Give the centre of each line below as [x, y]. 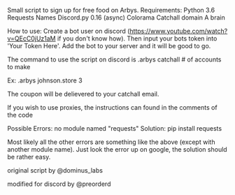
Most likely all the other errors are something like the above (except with [111, 142]
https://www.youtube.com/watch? [178, 31]
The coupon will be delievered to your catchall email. [83, 94]
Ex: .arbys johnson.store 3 [45, 80]
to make [19, 67]
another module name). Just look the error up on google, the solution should [117, 149]
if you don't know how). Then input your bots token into [137, 38]
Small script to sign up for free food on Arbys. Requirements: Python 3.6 [111, 10]
